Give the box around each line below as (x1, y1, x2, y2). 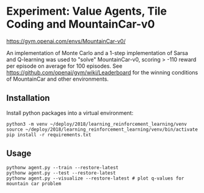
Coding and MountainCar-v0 (6, 17, 155, 31)
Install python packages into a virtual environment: (6, 109, 134, 117)
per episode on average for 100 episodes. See (6, 62, 123, 70)
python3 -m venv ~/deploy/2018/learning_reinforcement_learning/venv (6, 121, 188, 127)
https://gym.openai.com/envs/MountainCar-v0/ (6, 37, 126, 45)
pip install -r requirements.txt (6, 131, 92, 138)
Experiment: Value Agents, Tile (6, 4, 167, 18)
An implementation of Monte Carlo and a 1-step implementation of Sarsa (6, 49, 188, 56)
